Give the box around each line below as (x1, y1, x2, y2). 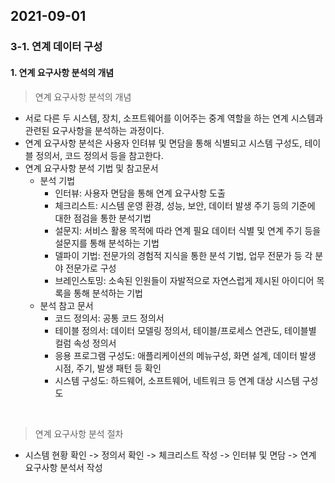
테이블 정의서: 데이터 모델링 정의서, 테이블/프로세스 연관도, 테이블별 (54, 324, 317, 336)
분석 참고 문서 (39, 299, 94, 311)
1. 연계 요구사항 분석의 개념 (10, 66, 115, 78)
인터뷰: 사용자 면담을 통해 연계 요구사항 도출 (54, 187, 226, 199)
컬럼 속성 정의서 (54, 337, 117, 349)
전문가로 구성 (65, 262, 117, 274)
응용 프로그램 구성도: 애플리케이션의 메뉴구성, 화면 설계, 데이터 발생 (54, 349, 317, 361)
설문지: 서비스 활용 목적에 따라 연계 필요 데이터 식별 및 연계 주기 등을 (54, 224, 322, 236)
